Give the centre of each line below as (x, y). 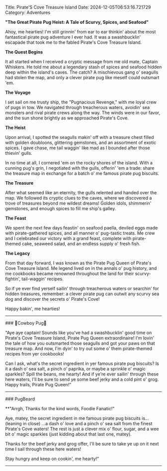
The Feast (16, 218)
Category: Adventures (28, 12)
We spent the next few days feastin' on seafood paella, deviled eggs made (82, 228)
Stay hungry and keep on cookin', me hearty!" (52, 459)
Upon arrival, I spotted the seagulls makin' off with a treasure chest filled (80, 137)
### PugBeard (20, 399)
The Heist (15, 127)
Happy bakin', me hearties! (33, 309)
